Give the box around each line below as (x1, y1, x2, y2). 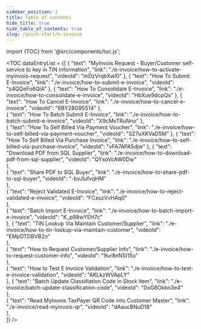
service (6, 66, 25, 73)
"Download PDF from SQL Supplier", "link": (6, 149, 113, 157)
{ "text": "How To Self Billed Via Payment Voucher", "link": (6, 124, 151, 131)
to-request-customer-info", (6, 252, 74, 260)
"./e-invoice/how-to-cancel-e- (110, 98, 186, 106)
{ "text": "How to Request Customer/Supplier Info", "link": (6, 246, 149, 253)
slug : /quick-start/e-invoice (6, 31, 83, 37)
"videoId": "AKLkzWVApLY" (60, 271, 130, 278)
